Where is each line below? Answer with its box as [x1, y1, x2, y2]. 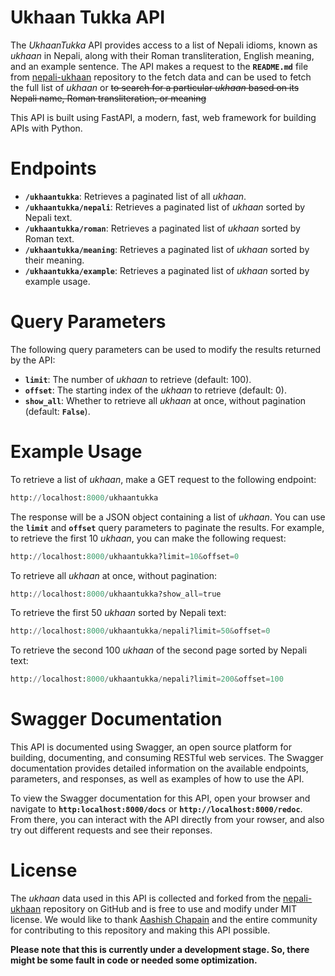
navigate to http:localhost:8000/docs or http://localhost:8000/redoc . [10, 803, 303, 815]
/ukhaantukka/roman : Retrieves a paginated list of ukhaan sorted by [24, 222, 301, 234]
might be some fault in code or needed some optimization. [10, 954, 258, 966]
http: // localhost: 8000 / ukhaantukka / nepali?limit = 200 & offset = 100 [10, 674, 284, 685]
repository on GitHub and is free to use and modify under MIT [43, 903, 298, 915]
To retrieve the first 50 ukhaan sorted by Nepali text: [10, 607, 227, 619]
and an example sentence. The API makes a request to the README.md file [10, 60, 309, 72]
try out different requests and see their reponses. [10, 824, 213, 836]
